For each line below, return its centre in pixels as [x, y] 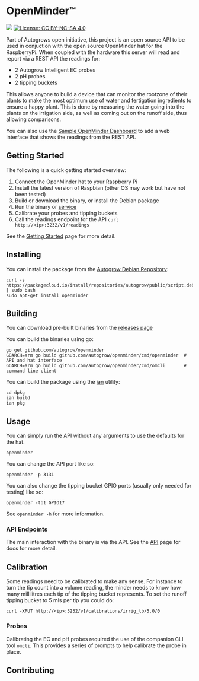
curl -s [16, 280]
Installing [24, 255]
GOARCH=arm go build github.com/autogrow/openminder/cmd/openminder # [96, 355]
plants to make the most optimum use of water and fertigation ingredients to [99, 100]
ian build [18, 398]
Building [22, 314]
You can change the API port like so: [50, 464]
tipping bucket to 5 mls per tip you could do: [60, 600]
